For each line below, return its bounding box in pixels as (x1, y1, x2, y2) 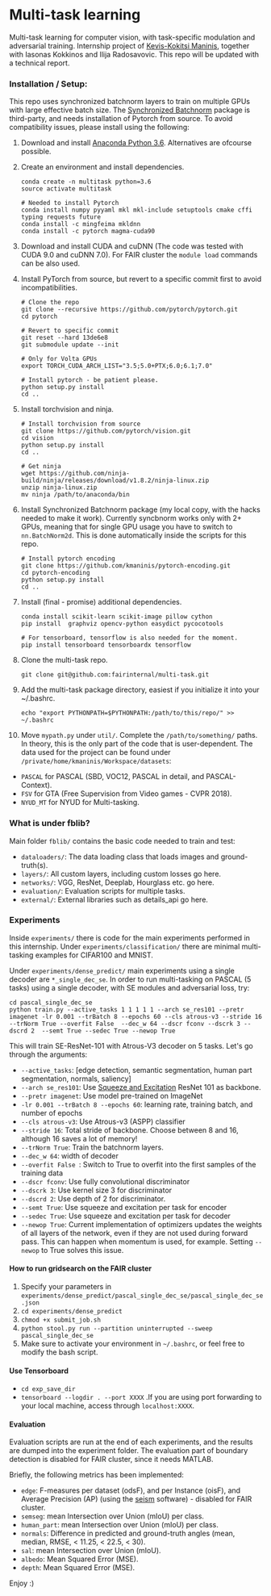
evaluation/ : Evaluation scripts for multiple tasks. (20, 886, 186, 895)
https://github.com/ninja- (39, 470, 130, 478)
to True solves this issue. (40, 1245, 124, 1255)
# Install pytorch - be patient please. (20, 376, 159, 384)
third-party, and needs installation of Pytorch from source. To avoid (9, 114, 233, 124)
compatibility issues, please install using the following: (9, 123, 190, 132)
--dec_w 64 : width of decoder (20, 1150, 119, 1160)
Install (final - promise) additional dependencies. (20, 597, 182, 607)
